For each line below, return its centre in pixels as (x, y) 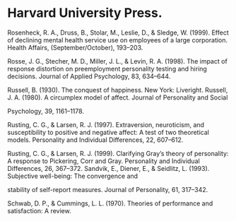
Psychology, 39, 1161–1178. (46, 111)
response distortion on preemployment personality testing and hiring (107, 68)
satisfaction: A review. (40, 210)
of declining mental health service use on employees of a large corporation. (118, 40)
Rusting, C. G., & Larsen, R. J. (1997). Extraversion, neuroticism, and (106, 124)
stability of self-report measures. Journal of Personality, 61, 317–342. (108, 189)
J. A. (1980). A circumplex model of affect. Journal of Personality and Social (118, 97)
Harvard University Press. (85, 13)
